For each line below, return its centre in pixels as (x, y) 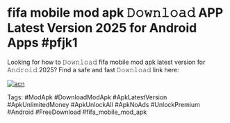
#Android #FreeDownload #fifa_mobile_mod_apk (77, 112)
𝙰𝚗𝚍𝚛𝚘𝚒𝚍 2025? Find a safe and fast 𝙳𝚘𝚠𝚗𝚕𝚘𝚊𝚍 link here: (93, 69)
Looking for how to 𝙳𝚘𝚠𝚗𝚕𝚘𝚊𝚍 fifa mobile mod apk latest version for (106, 62)
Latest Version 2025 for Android (102, 28)
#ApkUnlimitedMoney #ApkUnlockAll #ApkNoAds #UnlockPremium (104, 104)
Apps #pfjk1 (42, 43)
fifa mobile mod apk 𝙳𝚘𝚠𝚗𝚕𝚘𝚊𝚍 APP (115, 13)
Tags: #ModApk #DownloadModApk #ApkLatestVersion (87, 97)
